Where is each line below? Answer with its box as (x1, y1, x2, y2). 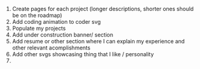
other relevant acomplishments (12, 44, 91, 51)
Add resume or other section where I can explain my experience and (12, 38, 185, 45)
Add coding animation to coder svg (12, 18, 101, 25)
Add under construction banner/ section (12, 31, 114, 38)
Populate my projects (12, 24, 66, 32)
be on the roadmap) (12, 12, 62, 19)
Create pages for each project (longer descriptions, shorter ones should (12, 5, 194, 12)
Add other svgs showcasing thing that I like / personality (12, 51, 154, 57)
